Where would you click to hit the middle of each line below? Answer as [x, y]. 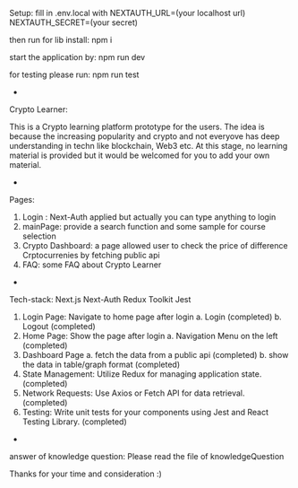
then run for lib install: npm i [61, 40]
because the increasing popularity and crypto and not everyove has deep [145, 136]
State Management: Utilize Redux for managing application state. [142, 374]
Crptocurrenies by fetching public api [91, 255]
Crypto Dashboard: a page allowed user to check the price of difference [155, 245]
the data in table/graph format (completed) [101, 364]
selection [39, 236]
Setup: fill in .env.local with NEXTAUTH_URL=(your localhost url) [128, 13]
